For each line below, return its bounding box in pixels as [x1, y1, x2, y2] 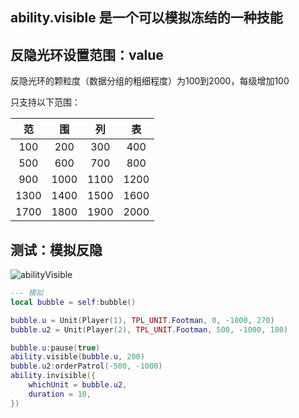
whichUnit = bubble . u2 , [28, 380, 128, 390]
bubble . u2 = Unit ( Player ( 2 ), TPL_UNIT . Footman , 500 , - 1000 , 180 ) [10, 324, 289, 335]
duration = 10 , [28, 389, 92, 399]
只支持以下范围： [10, 96, 81, 108]
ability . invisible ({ [10, 371, 97, 381]
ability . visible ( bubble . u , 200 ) [10, 352, 145, 362]
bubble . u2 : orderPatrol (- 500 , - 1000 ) [10, 361, 163, 372]
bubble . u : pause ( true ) [10, 343, 101, 353]
